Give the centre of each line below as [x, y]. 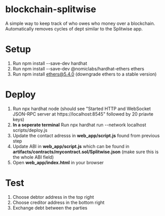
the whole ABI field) [33, 157]
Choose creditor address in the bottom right [59, 202]
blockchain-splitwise [51, 9]
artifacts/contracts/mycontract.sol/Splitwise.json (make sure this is [86, 152]
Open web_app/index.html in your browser [58, 162]
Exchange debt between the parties [50, 208]
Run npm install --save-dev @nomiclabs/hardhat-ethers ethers [78, 68]
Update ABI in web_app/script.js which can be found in [71, 146]
